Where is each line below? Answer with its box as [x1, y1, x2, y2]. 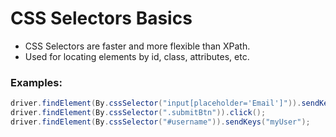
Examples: [10, 75, 63, 89]
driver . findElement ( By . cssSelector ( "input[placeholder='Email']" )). [10, 98, 302, 109]
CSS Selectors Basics [10, 7, 193, 30]
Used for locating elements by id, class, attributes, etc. [24, 50, 250, 62]
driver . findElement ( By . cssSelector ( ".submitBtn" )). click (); [10, 108, 267, 118]
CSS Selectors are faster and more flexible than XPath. [24, 40, 251, 52]
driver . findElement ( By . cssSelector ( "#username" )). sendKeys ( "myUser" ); [10, 117, 311, 127]
